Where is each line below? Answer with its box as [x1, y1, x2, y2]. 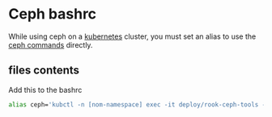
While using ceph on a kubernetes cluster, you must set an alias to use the [8, 31, 257, 41]
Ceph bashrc [8, 5, 97, 23]
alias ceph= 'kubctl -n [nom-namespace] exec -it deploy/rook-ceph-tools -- [8, 100, 270, 109]
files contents [8, 64, 79, 77]
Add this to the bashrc [8, 85, 83, 94]
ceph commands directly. [8, 40, 93, 49]
